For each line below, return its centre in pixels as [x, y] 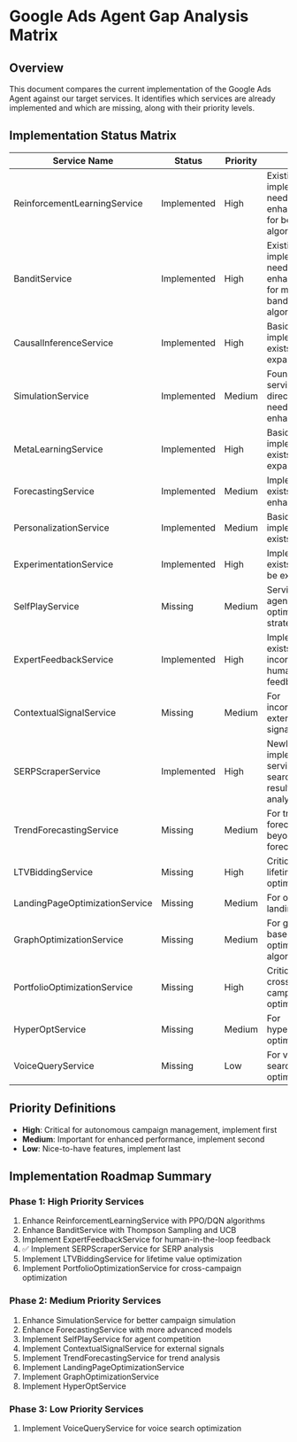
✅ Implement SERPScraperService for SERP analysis [118, 1249]
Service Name [83, 160]
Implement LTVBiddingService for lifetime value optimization [132, 1259]
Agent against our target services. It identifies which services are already [142, 98]
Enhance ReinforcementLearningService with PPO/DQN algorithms [143, 1221]
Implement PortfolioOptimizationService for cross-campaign [131, 1268]
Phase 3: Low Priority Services [76, 1408]
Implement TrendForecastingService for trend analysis [121, 1358]
